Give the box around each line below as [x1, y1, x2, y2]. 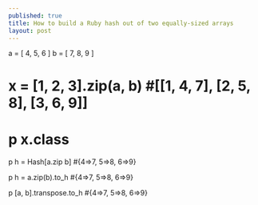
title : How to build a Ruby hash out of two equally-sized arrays [8, 19, 234, 27]
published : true [8, 11, 62, 20]
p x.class [8, 130, 69, 148]
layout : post [8, 26, 52, 34]
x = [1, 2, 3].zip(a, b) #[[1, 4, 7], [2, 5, [8, 77, 251, 94]
